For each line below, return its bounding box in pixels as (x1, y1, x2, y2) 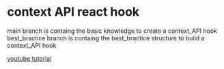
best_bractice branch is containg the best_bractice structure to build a (7, 33, 205, 42)
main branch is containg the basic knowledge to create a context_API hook (7, 27, 217, 35)
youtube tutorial (7, 54, 52, 62)
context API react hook (7, 4, 140, 20)
